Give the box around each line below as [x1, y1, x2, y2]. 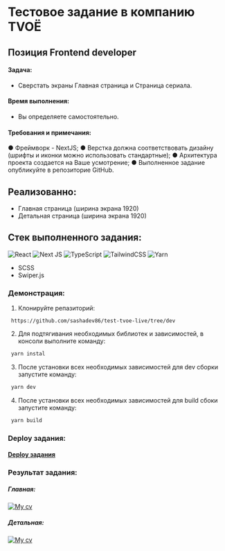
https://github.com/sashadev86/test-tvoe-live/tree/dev [10, 317, 176, 324]
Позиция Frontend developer [8, 46, 137, 58]
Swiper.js [17, 271, 44, 279]
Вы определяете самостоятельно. [17, 112, 120, 121]
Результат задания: [8, 468, 78, 478]
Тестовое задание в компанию [8, 4, 195, 20]
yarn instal [10, 351, 46, 358]
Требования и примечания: [8, 128, 92, 137]
